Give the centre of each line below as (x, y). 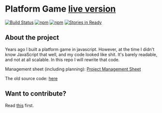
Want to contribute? (36, 94)
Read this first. (19, 105)
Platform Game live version (60, 9)
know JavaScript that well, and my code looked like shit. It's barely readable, (81, 54)
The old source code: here (31, 78)
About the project (32, 38)
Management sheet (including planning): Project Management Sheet (73, 69)
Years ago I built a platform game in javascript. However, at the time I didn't (80, 49)
